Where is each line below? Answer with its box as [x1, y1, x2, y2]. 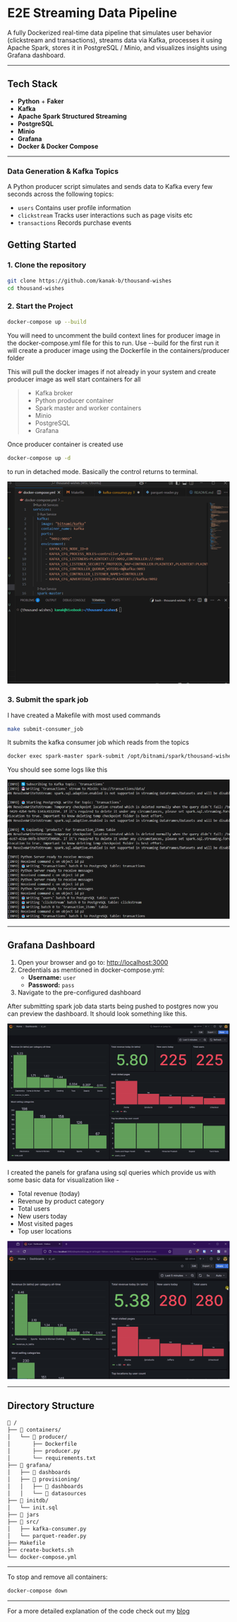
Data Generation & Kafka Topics [7, 166, 119, 176]
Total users [17, 1205, 51, 1213]
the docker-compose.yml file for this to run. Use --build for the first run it [7, 338, 219, 347]
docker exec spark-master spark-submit [7, 753, 125, 760]
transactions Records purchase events [17, 219, 132, 227]
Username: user [28, 973, 76, 981]
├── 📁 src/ [7, 1519, 39, 1526]
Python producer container [35, 396, 114, 405]
